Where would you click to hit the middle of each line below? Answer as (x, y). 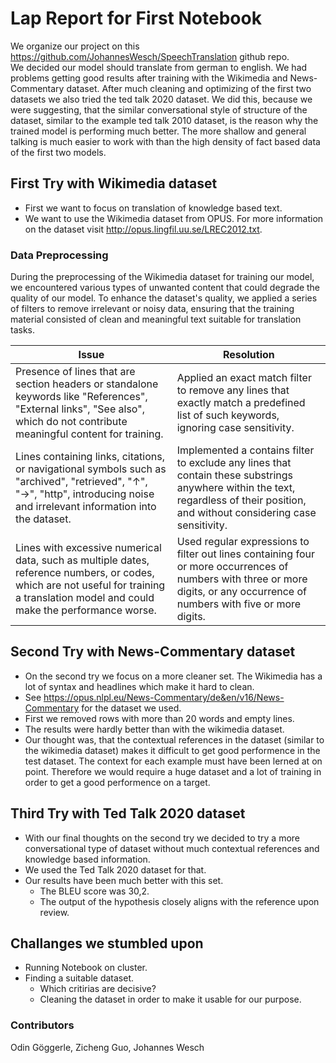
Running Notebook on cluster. (86, 968)
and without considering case (246, 513)
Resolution (248, 355)
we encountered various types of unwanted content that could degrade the (165, 288)
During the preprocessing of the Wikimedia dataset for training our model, (162, 277)
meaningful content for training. (89, 434)
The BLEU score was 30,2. (94, 891)
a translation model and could (85, 598)
